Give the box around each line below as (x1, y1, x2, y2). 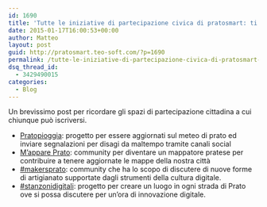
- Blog (15, 85, 37, 94)
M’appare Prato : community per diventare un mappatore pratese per (19, 148, 244, 157)
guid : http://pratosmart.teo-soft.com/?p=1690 (8, 48, 165, 56)
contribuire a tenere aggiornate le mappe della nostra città (19, 156, 211, 166)
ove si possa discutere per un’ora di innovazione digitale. (19, 190, 207, 199)
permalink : (8, 56, 44, 64)
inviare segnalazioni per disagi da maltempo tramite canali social (19, 140, 232, 149)
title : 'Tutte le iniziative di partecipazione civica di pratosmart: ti (8, 19, 258, 27)
